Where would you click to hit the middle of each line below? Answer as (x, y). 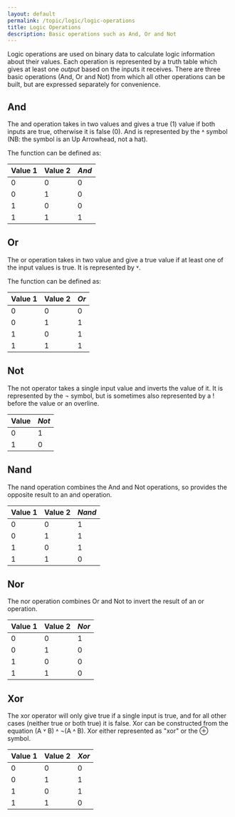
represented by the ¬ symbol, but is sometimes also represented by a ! (111, 396)
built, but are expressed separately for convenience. (84, 84)
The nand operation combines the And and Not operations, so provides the (117, 487)
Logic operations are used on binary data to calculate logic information (111, 54)
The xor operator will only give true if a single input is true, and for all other (117, 716)
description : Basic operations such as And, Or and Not (92, 34)
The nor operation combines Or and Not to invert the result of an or (106, 601)
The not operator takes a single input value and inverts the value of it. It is (115, 388)
